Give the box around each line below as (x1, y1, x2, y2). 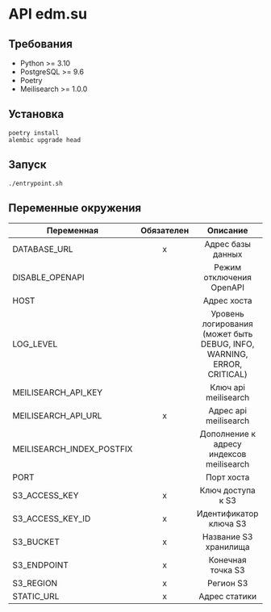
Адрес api (208, 405, 248, 417)
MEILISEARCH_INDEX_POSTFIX (12, 443, 133, 455)
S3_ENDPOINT (12, 560, 69, 571)
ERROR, (213, 358, 243, 370)
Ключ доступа (199, 485, 256, 497)
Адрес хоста (202, 296, 252, 307)
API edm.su (8, 5, 87, 23)
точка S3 (210, 564, 245, 576)
